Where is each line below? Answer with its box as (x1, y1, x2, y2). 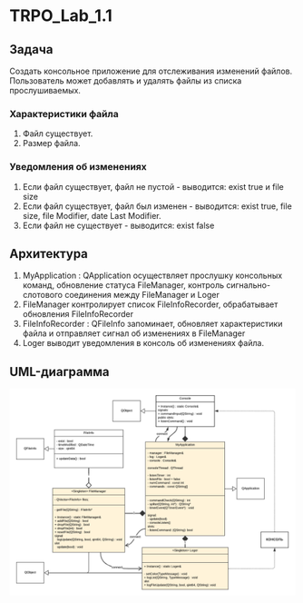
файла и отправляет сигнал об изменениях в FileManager (22, 328, 246, 339)
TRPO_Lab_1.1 (9, 5, 112, 26)
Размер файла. (22, 138, 81, 149)
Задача (9, 42, 54, 57)
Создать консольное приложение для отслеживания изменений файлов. (9, 65, 293, 76)
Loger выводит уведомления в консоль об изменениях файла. (22, 338, 265, 349)
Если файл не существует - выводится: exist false (22, 220, 215, 231)
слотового (22, 290, 64, 301)
